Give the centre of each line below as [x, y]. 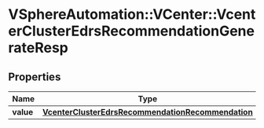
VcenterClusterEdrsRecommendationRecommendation [147, 112]
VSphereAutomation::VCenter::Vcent [132, 15]
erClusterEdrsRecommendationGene [132, 31]
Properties [35, 77]
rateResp [38, 48]
